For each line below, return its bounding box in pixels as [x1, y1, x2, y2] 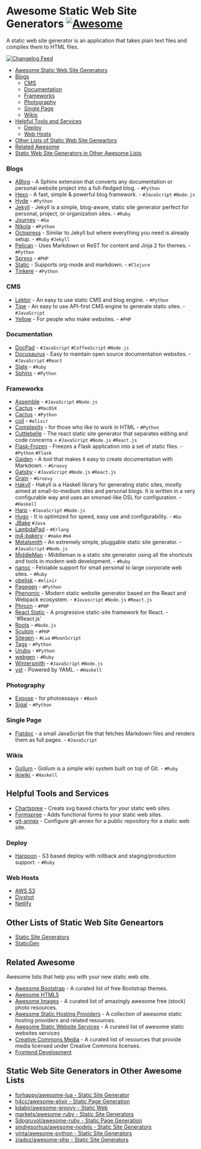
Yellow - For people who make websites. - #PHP [14, 315, 131, 323]
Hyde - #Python [14, 197, 53, 205]
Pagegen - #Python [14, 583, 62, 590]
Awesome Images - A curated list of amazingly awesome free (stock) [14, 998, 186, 1005]
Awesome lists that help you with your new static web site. [6, 973, 151, 980]
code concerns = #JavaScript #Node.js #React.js [14, 437, 137, 444]
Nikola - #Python [14, 223, 55, 230]
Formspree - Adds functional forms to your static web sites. [14, 811, 163, 818]
